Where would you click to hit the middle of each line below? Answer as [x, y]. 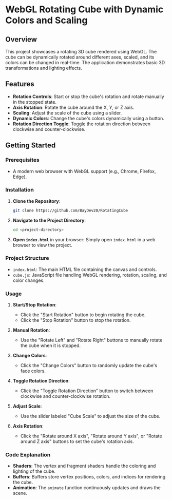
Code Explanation [28, 455]
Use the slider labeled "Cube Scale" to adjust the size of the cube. [90, 416]
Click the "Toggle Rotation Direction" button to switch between [87, 391]
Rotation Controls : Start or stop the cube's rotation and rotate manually [88, 97]
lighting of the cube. [34, 471]
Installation [20, 190]
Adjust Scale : [27, 406]
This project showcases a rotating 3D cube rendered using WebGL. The [81, 52]
